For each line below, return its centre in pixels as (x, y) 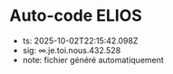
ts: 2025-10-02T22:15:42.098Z (80, 41)
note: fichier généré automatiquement (93, 60)
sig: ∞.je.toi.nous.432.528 (72, 50)
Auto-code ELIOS (76, 16)
